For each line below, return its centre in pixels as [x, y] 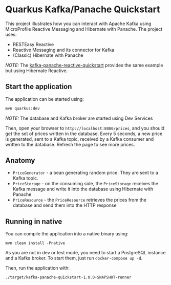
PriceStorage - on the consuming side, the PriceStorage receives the [85, 184]
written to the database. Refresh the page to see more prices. [70, 144]
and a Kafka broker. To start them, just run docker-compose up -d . [74, 258]
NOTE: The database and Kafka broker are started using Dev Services [79, 118]
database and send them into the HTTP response [65, 205]
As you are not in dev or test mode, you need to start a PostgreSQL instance [85, 253]
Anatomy [20, 160]
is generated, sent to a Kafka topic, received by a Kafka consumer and [80, 139]
